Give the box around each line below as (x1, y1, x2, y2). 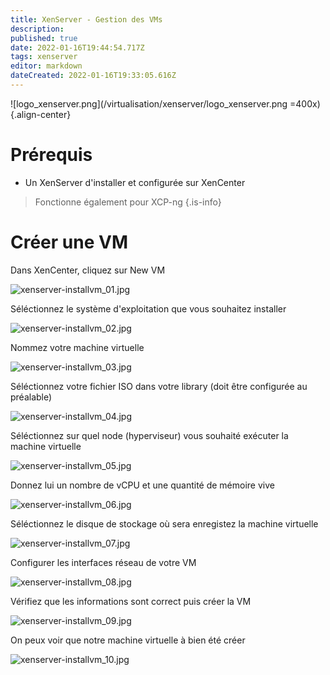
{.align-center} (10, 108, 72, 120)
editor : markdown (10, 61, 83, 71)
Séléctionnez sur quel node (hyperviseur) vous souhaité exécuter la (10, 429, 289, 441)
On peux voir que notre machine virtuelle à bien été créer (10, 634, 246, 646)
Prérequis (10, 144, 93, 166)
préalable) (10, 391, 53, 403)
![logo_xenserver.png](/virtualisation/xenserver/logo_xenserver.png (10, 97, 288, 110)
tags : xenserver (10, 52, 78, 62)
